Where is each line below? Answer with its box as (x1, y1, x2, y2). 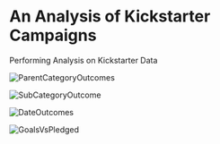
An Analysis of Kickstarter (9, 6, 211, 27)
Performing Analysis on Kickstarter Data (9, 55, 158, 65)
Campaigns (9, 25, 97, 46)
